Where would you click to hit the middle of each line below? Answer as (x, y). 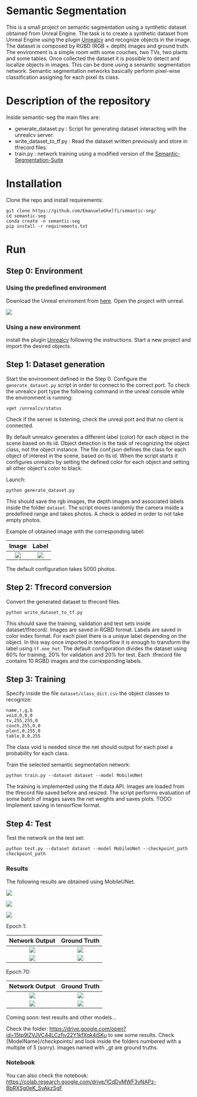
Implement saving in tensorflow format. (54, 805)
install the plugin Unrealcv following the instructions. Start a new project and (98, 340)
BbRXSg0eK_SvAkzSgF (34, 1088)
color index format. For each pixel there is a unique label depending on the (96, 636)
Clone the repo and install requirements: (55, 200)
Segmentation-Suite (39, 159)
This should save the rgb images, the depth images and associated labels (95, 501)
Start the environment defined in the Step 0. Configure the (76, 378)
